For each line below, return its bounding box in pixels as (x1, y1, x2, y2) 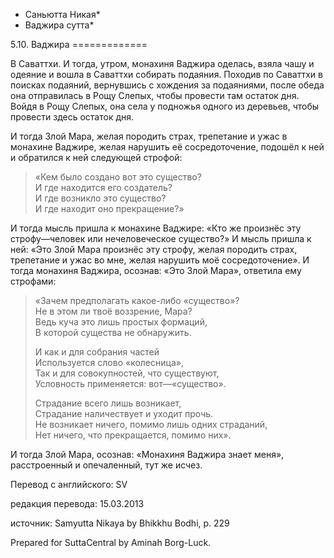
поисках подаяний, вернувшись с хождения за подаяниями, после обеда (10, 79, 325, 91)
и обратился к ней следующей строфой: (10, 152, 183, 163)
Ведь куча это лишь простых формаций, (34, 316, 208, 328)
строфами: (10, 275, 57, 287)
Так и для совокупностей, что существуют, (34, 367, 220, 379)
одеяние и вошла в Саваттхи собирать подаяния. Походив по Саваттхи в (10, 69, 323, 80)
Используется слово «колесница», (34, 357, 184, 368)
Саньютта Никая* (24, 9, 101, 20)
